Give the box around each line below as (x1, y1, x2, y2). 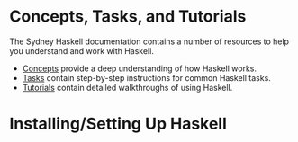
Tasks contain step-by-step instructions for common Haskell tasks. (22, 72, 272, 83)
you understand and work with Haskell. (9, 45, 155, 56)
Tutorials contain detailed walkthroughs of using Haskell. (22, 82, 233, 93)
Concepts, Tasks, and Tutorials (9, 6, 247, 27)
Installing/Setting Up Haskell (9, 114, 228, 134)
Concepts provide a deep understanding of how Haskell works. (22, 63, 257, 74)
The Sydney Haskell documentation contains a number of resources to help (9, 36, 290, 47)
